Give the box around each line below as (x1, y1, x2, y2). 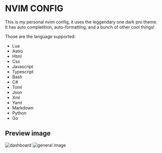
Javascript (12, 64, 33, 69)
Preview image (5, 129, 51, 137)
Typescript (12, 68, 34, 74)
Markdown (12, 105, 34, 111)
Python (12, 110, 27, 116)
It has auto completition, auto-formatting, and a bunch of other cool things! (5, 24, 155, 30)
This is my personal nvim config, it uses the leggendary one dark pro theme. (5, 19, 158, 25)
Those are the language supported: (5, 34, 76, 39)
